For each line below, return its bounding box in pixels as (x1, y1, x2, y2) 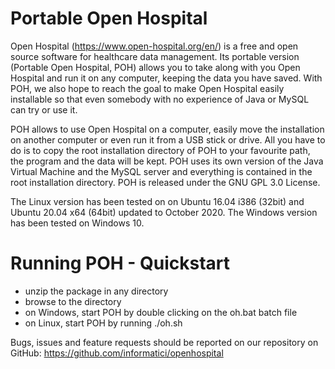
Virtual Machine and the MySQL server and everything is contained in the (10, 165, 313, 177)
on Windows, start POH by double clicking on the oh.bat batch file (24, 306, 298, 318)
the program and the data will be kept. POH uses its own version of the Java (10, 155, 324, 167)
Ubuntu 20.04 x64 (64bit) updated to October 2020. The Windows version (10, 206, 318, 218)
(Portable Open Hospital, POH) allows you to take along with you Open (10, 61, 301, 73)
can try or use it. (10, 103, 78, 116)
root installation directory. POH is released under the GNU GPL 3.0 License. (10, 176, 321, 188)
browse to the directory (24, 295, 122, 307)
